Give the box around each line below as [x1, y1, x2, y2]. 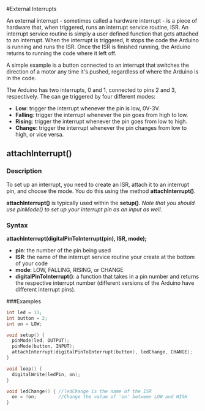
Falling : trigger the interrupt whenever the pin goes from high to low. [15, 111, 188, 118]
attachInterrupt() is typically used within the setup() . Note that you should [6, 199, 195, 206]
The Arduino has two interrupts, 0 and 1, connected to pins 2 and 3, [6, 86, 176, 94]
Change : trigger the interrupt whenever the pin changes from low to [15, 124, 187, 131]
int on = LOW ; [6, 321, 43, 327]
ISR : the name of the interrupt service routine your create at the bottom [15, 253, 195, 260]
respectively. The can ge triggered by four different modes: [6, 93, 156, 100]
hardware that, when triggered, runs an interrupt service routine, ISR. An [6, 24, 188, 31]
